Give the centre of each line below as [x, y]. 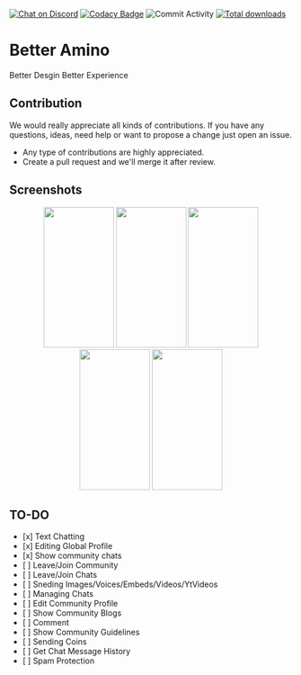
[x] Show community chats [72, 556]
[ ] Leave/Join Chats [59, 575]
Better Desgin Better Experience [69, 75]
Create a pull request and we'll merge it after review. [119, 161]
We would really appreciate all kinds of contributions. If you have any [137, 125]
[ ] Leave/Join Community [70, 565]
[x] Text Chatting [53, 536]
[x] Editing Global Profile [67, 546]
